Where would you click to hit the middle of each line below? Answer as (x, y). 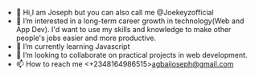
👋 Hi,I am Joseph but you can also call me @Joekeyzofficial (115, 12)
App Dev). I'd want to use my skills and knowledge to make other (123, 29)
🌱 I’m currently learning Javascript (73, 47)
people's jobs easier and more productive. (86, 38)
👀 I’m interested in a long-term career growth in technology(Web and (130, 21)
